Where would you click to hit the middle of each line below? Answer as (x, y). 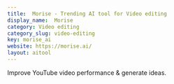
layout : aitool (29, 53)
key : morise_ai (29, 40)
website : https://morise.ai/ (50, 46)
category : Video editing (43, 27)
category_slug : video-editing (51, 33)
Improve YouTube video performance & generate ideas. (87, 72)
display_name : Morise (40, 20)
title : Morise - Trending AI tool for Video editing (87, 14)
